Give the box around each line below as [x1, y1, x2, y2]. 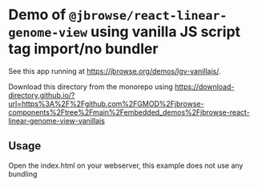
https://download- [175, 82, 235, 91]
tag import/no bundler [8, 40, 159, 58]
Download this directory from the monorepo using [8, 82, 174, 91]
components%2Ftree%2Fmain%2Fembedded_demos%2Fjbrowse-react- [8, 107, 250, 117]
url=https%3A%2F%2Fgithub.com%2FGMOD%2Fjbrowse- [8, 99, 204, 108]
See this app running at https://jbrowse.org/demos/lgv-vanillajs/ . [8, 66, 222, 75]
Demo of [8, 6, 67, 24]
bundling [8, 169, 38, 178]
